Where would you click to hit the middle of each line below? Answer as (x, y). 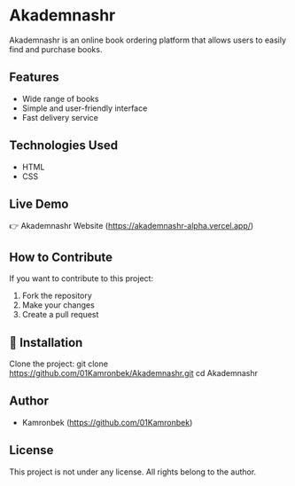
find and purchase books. (56, 49)
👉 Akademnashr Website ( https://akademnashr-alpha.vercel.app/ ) (132, 226)
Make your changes (58, 305)
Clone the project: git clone (59, 364)
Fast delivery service (60, 117)
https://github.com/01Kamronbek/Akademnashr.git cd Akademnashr (134, 373)
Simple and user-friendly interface (85, 108)
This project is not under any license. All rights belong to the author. (133, 472)
